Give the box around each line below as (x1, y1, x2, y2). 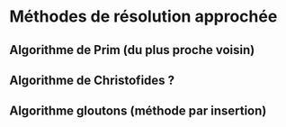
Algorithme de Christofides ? (9, 72, 175, 87)
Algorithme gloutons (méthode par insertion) (9, 104, 267, 119)
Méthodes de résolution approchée (9, 6, 278, 27)
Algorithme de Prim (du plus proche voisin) (9, 42, 255, 58)
